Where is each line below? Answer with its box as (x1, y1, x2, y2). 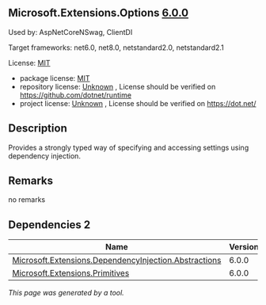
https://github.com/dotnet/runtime (19, 90, 132, 100)
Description (8, 122, 67, 135)
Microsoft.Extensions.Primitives (12, 268, 130, 279)
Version (229, 242, 260, 253)
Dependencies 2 (8, 218, 91, 231)
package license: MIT (19, 73, 90, 82)
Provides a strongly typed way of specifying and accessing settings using (8, 143, 249, 152)
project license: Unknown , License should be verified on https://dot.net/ (19, 98, 256, 108)
